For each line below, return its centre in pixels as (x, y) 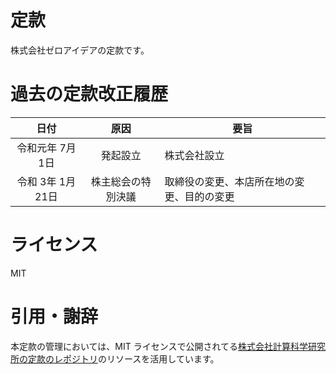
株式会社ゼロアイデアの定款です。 (80, 50)
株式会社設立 (194, 155)
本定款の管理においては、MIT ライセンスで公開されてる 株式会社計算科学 (159, 346)
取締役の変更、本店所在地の (229, 181)
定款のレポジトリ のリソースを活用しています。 (123, 358)
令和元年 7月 (46, 148)
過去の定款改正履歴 (89, 94)
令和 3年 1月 (46, 181)
